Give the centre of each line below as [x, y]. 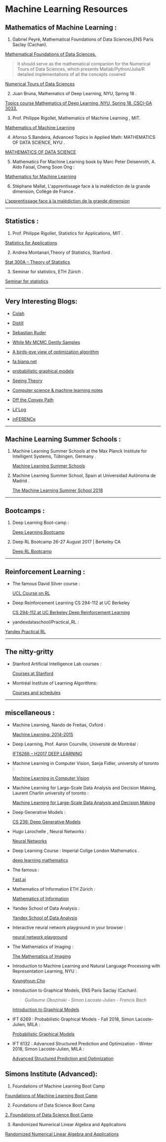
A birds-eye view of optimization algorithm [56, 352]
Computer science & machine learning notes [57, 390]
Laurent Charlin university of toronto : [50, 793]
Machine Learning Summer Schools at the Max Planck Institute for [80, 451]
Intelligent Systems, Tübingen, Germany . [54, 457]
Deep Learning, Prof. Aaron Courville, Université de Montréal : [75, 744]
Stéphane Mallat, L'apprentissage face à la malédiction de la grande [81, 186]
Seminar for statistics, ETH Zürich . [48, 272]
